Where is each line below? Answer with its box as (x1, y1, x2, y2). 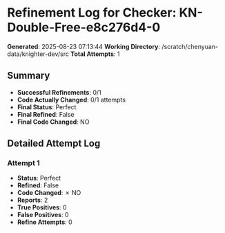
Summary (7, 70, 50, 82)
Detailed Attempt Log (7, 138, 101, 149)
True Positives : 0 (17, 203, 67, 212)
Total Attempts (70, 50, 115, 58)
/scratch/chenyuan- (162, 42, 219, 50)
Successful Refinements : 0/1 (17, 88, 101, 96)
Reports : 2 (17, 196, 48, 205)
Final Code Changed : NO (17, 118, 90, 126)
